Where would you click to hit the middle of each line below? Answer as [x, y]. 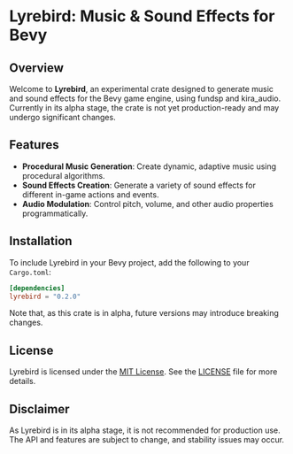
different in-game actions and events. [90, 194]
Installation [41, 241]
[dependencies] [37, 288]
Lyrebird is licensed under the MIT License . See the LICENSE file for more [143, 372]
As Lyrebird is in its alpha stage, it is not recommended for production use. [145, 430]
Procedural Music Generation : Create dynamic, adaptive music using [149, 166]
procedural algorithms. [63, 175]
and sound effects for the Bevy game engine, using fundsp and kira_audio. [145, 98]
